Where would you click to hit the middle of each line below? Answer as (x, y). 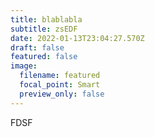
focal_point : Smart (60, 85)
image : (24, 66)
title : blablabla (46, 19)
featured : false (44, 57)
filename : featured (60, 76)
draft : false (37, 47)
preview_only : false (62, 94)
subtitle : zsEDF (44, 29)
